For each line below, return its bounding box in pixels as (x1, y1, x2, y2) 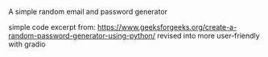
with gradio (8, 39, 46, 49)
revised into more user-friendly (156, 31, 260, 40)
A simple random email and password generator (8, 7, 167, 16)
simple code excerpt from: (8, 22, 96, 31)
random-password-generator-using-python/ (8, 31, 155, 40)
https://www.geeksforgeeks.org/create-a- (97, 22, 237, 31)
